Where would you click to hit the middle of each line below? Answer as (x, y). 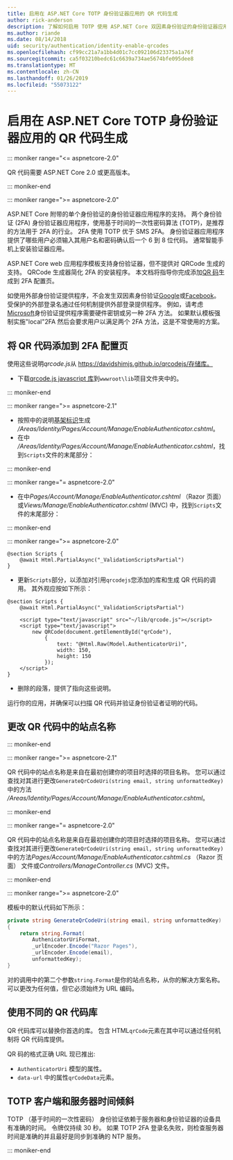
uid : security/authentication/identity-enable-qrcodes (88, 46)
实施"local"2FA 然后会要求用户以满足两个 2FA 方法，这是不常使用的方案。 (118, 322)
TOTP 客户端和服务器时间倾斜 (71, 1101)
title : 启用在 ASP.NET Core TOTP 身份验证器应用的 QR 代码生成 (93, 14)
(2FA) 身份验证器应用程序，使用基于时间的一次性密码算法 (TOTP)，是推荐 (120, 223)
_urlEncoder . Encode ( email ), (72, 953)
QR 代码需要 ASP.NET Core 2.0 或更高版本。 (70, 173)
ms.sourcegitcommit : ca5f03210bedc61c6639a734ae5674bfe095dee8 (101, 59)
